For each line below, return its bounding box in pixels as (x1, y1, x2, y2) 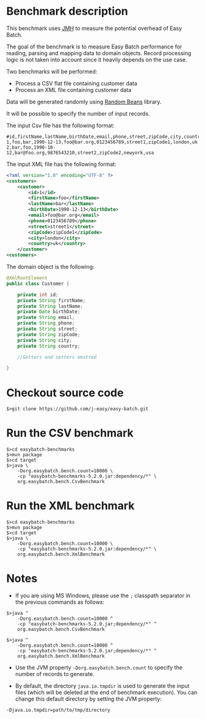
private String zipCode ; (17, 331, 81, 337)
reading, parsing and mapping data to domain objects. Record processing (6, 49, 192, 56)
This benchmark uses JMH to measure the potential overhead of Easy (6, 24, 182, 32)
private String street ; (17, 326, 78, 332)
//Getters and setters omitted (17, 354, 97, 360)
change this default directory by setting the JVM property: (15, 695, 162, 702)
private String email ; (17, 314, 75, 321)
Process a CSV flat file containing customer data (15, 80, 137, 87)
